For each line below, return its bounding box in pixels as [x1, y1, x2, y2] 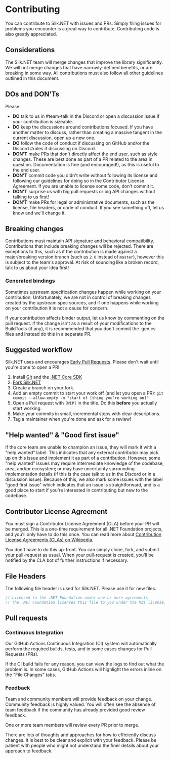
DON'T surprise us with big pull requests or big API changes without [12, 188, 155, 194]
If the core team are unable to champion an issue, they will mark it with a [5, 444, 156, 451]
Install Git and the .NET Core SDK [12, 374, 82, 380]
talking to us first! [12, 194, 49, 200]
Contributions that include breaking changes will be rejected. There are [5, 243, 154, 249]
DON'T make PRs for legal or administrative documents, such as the [12, 199, 155, 205]
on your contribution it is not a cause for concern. [5, 305, 109, 311]
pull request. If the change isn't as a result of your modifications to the [5, 320, 152, 326]
